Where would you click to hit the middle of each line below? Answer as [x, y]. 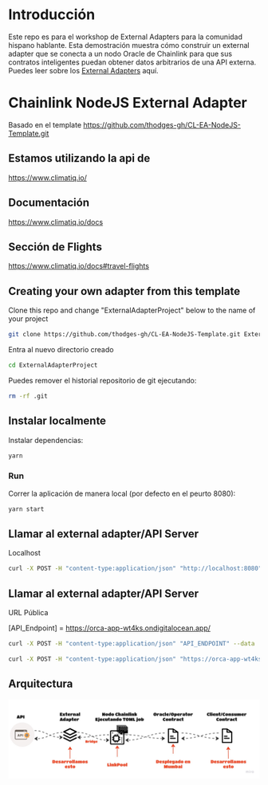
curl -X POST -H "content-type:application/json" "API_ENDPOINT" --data [132, 644]
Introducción [52, 15]
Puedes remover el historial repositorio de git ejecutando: [102, 380]
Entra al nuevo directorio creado [61, 349]
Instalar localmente [57, 421]
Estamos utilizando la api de [79, 158]
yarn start [26, 509]
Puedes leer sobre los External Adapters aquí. [83, 70]
